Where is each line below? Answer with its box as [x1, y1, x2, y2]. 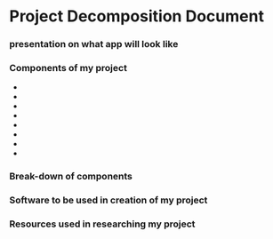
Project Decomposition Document [9, 6, 265, 27]
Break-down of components [9, 171, 133, 183]
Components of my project [9, 62, 127, 75]
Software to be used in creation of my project [9, 194, 208, 206]
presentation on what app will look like [9, 38, 179, 51]
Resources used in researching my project [9, 218, 196, 230]
